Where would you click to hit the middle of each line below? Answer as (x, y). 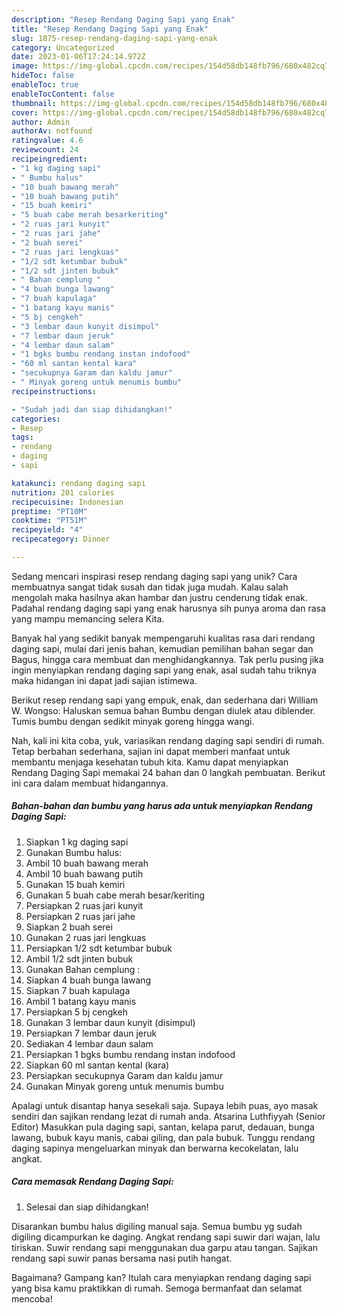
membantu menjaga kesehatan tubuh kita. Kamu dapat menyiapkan (150, 762)
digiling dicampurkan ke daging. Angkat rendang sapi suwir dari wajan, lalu (166, 1237)
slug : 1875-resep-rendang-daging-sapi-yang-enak (114, 38)
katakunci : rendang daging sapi (78, 483)
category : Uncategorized (63, 47)
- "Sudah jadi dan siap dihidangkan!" (92, 409)
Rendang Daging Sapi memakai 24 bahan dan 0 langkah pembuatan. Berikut (168, 772)
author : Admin (41, 122)
